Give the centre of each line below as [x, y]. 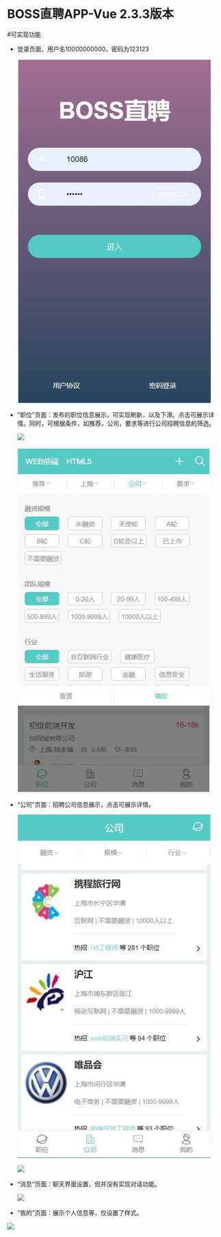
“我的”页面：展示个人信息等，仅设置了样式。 [80, 1212]
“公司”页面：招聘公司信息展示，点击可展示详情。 [86, 804]
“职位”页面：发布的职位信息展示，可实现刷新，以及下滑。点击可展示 [113, 414]
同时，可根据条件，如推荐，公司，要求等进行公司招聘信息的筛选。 [122, 423]
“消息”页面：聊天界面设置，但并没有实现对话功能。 [89, 1183]
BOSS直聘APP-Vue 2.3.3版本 [91, 14]
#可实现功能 [24, 34]
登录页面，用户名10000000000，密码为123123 [83, 49]
